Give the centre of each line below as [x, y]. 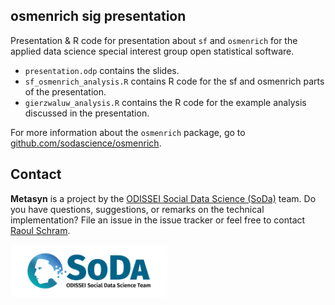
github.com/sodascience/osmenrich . [86, 143]
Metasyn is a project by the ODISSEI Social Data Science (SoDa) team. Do [163, 198]
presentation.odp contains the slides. [102, 70]
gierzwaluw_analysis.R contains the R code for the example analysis [165, 102]
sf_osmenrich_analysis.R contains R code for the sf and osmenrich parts [174, 81]
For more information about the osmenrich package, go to [128, 132]
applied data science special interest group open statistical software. [152, 51]
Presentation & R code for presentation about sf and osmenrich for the [154, 40]
